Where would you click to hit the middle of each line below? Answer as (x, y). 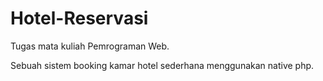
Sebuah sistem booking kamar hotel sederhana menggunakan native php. (162, 65)
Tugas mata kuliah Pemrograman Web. (90, 46)
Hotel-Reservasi (79, 18)
